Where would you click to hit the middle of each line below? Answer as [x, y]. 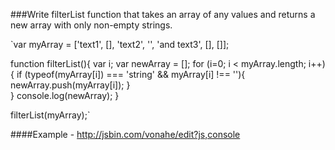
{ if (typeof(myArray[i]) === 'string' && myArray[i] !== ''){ [128, 74]
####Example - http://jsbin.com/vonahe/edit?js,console [125, 134]
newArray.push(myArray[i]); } [70, 85]
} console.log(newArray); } [65, 95]
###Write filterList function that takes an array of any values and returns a [163, 14]
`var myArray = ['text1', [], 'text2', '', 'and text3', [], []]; [120, 44]
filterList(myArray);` [50, 115]
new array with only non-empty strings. [91, 25]
